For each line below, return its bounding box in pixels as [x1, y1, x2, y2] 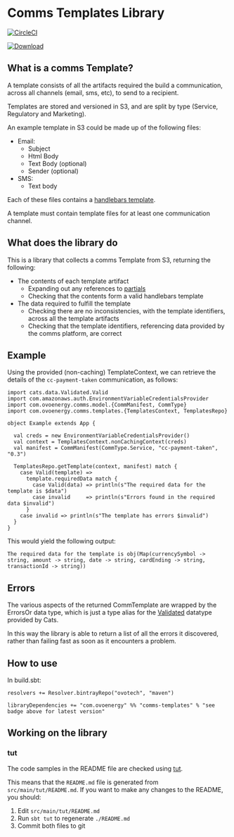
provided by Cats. [7, 616, 59, 624]
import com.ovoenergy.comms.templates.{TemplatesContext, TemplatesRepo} [7, 408, 228, 415]
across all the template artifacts [27, 314, 119, 322]
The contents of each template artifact [17, 277, 129, 285]
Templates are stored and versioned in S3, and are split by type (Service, [7, 102, 219, 111]
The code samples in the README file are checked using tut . [7, 764, 183, 772]
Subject [27, 144, 51, 153]
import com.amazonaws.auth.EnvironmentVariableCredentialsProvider [7, 396, 209, 403]
